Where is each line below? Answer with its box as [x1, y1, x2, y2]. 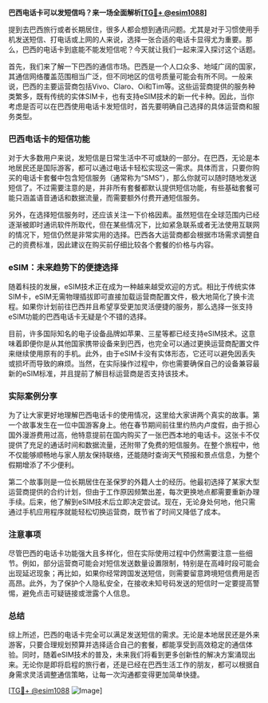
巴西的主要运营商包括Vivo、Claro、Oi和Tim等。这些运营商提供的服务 [22, 81, 249, 91]
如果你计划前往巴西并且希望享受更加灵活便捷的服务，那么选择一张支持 [22, 301, 253, 311]
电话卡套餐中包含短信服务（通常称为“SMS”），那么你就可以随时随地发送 [22, 173, 257, 183]
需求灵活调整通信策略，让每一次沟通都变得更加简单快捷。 [14, 670, 204, 680]
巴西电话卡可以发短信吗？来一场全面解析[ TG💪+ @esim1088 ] [8, 8, 207, 17]
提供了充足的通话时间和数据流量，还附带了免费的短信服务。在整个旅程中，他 [8, 439, 260, 450]
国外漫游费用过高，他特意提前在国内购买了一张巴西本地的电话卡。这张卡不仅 [8, 430, 260, 439]
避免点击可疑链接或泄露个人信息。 [22, 589, 134, 598]
